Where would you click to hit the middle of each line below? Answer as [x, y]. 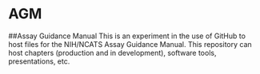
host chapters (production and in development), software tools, [112, 53]
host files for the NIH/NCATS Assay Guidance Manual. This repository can [130, 44]
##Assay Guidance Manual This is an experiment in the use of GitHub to [127, 36]
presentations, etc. [39, 61]
